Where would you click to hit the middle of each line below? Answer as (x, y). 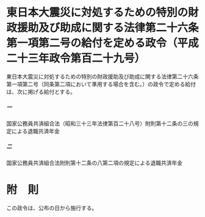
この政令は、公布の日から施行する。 (52, 208)
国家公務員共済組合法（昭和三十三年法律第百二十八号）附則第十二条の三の (100, 123)
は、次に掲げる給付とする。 (41, 92)
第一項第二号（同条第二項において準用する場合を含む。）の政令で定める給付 (101, 84)
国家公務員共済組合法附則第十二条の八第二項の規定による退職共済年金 (95, 163)
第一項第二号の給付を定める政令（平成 (103, 43)
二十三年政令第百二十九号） (76, 58)
